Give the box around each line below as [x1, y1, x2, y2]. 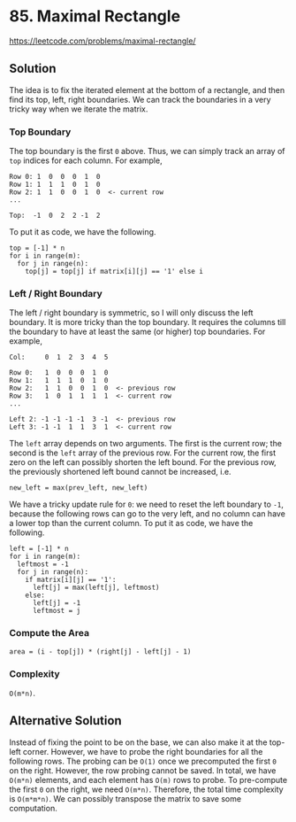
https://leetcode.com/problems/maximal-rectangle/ [9, 35, 196, 46]
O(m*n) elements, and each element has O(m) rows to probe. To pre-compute [9, 774, 288, 785]
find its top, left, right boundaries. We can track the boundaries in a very [9, 94, 271, 105]
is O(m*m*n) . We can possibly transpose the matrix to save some [9, 793, 241, 803]
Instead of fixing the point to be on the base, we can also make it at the [9, 737, 268, 748]
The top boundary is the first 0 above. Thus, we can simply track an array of [9, 146, 285, 157]
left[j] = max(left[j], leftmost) [32, 583, 161, 593]
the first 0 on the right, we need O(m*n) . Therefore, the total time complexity [9, 784, 285, 795]
